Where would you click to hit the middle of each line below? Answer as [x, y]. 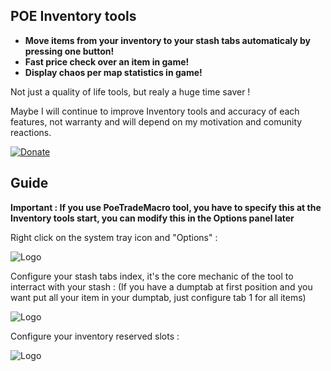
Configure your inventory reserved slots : [95, 336]
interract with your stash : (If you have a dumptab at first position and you [161, 286]
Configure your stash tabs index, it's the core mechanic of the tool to [152, 276]
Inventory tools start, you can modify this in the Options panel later [152, 218]
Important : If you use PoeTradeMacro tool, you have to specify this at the [166, 207]
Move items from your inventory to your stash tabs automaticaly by [167, 40]
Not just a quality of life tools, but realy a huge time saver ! [130, 91]
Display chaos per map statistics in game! [113, 72]
